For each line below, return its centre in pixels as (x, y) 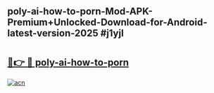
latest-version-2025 (53, 33)
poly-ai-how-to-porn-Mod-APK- (80, 12)
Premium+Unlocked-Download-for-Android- (107, 23)
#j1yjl (112, 33)
